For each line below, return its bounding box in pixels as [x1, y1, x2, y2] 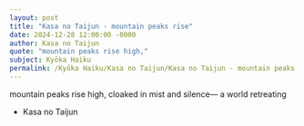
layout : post [9, 13, 59, 23]
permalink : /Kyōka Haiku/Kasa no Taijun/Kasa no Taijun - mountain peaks [9, 64, 296, 73]
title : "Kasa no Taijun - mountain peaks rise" [9, 22, 194, 31]
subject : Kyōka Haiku [9, 55, 92, 64]
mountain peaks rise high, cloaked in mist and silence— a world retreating [9, 88, 287, 100]
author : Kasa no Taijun [9, 38, 100, 48]
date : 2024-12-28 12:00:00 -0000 [9, 30, 137, 39]
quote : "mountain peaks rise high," [9, 47, 148, 56]
